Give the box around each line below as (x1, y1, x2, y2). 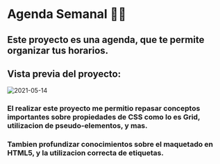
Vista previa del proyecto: (7, 68, 121, 80)
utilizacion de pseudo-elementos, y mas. (7, 121, 148, 131)
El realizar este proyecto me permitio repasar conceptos (7, 104, 201, 113)
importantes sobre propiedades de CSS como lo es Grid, (7, 112, 201, 122)
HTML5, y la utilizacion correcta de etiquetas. (7, 148, 164, 158)
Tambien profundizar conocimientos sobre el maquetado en (7, 140, 214, 149)
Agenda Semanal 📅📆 (7, 6, 127, 22)
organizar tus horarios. (7, 44, 109, 56)
